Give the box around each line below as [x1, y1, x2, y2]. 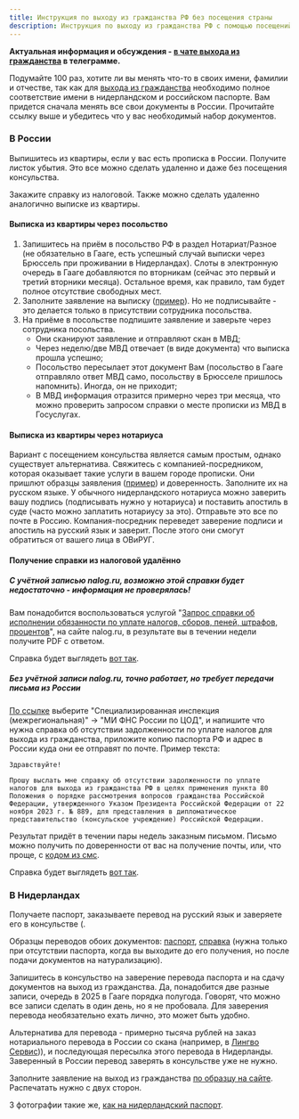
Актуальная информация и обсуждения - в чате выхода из [9, 45, 240, 56]
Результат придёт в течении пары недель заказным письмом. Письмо [9, 830, 278, 841]
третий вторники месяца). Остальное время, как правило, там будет [21, 277, 285, 287]
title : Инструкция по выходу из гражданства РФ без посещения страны [9, 12, 273, 22]
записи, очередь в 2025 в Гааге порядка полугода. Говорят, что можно [9, 991, 280, 1002]
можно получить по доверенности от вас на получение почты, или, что [9, 839, 282, 851]
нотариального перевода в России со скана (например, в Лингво [9, 1037, 260, 1048]
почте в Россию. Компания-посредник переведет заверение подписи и [9, 516, 283, 527]
